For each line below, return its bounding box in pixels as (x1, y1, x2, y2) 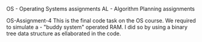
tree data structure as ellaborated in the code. (6, 30, 122, 37)
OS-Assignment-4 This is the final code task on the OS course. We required (6, 17, 197, 24)
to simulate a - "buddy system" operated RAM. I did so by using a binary (6, 24, 188, 30)
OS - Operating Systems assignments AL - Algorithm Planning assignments (6, 5, 195, 12)
